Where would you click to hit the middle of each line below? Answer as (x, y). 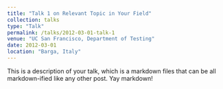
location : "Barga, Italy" (44, 52)
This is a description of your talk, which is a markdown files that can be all (111, 71)
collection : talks (33, 20)
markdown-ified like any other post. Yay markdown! (80, 78)
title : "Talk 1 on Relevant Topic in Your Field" (80, 13)
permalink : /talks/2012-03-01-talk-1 (61, 33)
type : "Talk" (26, 26)
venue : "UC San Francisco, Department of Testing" (81, 39)
